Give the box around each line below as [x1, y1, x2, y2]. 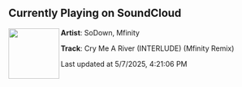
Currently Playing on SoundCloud [8, 6, 182, 20]
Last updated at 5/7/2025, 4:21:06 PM [60, 59, 188, 68]
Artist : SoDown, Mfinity [60, 27, 140, 37]
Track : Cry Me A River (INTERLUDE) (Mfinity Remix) [60, 43, 235, 53]
